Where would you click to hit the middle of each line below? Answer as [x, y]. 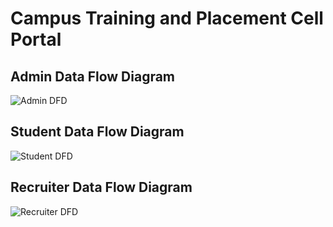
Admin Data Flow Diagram [93, 76]
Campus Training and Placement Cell [167, 18]
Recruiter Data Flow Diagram [101, 187]
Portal [36, 39]
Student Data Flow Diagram [97, 132]
